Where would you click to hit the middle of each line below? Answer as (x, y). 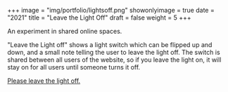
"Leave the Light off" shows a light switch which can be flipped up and (110, 45)
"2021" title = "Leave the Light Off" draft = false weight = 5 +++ (99, 18)
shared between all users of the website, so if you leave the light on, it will (114, 60)
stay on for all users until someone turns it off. (74, 67)
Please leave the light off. (44, 81)
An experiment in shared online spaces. (65, 31)
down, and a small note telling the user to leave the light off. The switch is (114, 52)
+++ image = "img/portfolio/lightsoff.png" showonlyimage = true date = (111, 10)
